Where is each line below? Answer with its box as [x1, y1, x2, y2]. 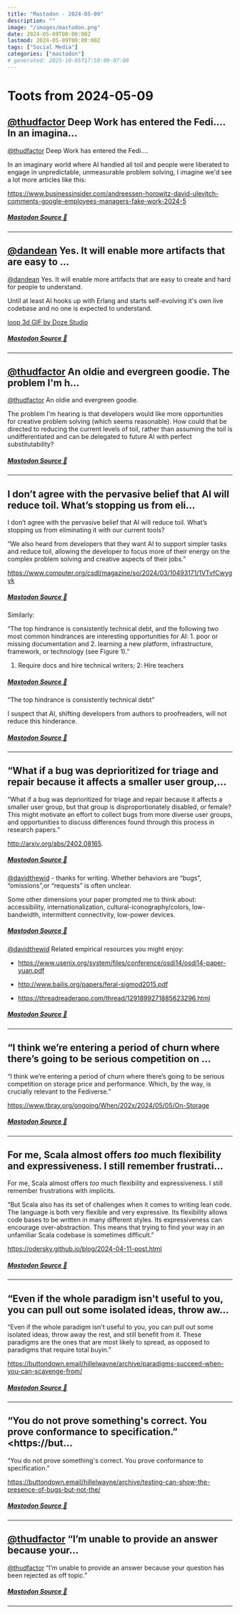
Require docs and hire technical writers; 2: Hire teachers [17, 661, 184, 670]
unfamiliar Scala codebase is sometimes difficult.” [7, 1231, 154, 1239]
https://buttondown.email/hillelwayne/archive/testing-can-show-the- [7, 1477, 211, 1486]
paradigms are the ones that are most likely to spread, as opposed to [7, 1338, 210, 1347]
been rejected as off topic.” [7, 1570, 88, 1580]
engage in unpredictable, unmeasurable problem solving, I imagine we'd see [7, 167, 232, 176]
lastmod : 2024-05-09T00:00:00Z [7, 37, 101, 44]
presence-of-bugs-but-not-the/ [7, 1485, 101, 1494]
